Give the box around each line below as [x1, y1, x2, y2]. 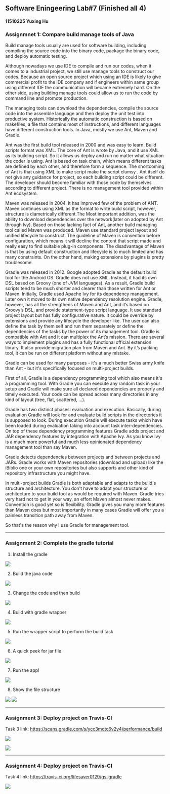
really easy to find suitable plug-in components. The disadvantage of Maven [5, 243, 164, 249]
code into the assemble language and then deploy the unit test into [5, 111, 145, 117]
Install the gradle [12, 551, 48, 557]
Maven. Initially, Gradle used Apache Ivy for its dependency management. [5, 291, 159, 297]
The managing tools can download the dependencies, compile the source [5, 105, 159, 111]
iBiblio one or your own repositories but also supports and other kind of [5, 465, 154, 471]
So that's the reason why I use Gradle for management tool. [5, 522, 130, 528]
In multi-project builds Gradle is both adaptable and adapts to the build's [5, 480, 156, 486]
